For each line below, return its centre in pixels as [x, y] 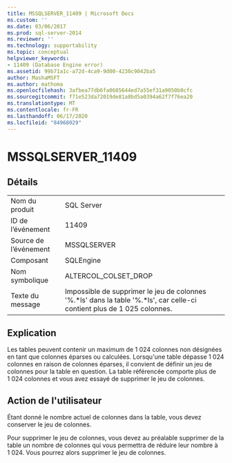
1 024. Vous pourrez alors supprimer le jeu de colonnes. [87, 453]
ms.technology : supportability [52, 46]
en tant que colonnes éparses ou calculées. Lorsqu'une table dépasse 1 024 [116, 357]
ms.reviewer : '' [30, 39]
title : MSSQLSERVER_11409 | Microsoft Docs [71, 13]
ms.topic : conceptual [38, 52]
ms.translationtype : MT [41, 104]
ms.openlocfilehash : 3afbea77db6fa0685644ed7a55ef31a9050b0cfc [100, 90]
